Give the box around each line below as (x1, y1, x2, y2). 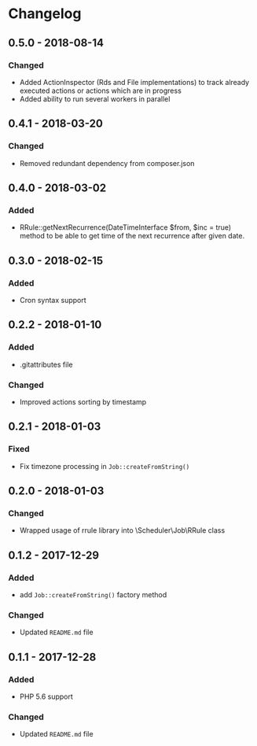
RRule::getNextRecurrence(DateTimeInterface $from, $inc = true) (19, 223, 232, 232)
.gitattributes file (19, 360, 73, 369)
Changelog (8, 5, 82, 23)
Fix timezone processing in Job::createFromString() (19, 461, 190, 471)
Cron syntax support (19, 295, 86, 305)
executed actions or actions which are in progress (19, 86, 182, 95)
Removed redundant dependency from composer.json (19, 158, 195, 168)
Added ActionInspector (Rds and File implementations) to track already (19, 77, 250, 87)
